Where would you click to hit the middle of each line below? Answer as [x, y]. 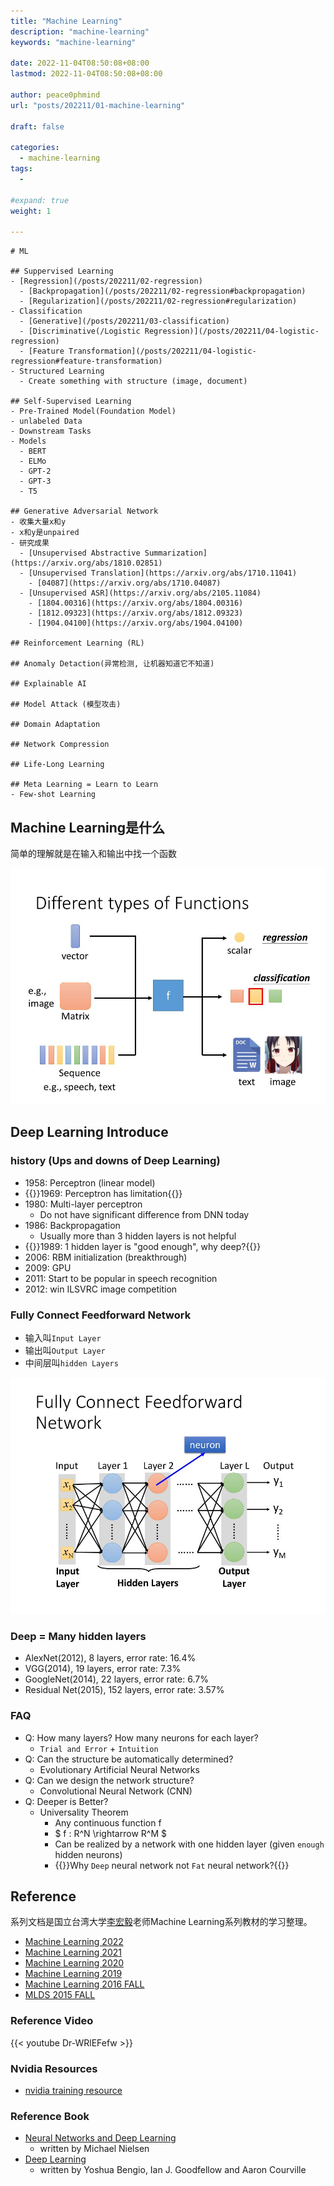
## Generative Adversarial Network [84, 511]
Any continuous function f [108, 1822]
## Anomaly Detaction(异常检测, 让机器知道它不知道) [112, 664]
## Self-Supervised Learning [71, 401]
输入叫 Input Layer [63, 1338]
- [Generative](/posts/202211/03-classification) [124, 321]
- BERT [33, 451]
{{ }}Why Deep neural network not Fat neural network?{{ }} [172, 1865]
